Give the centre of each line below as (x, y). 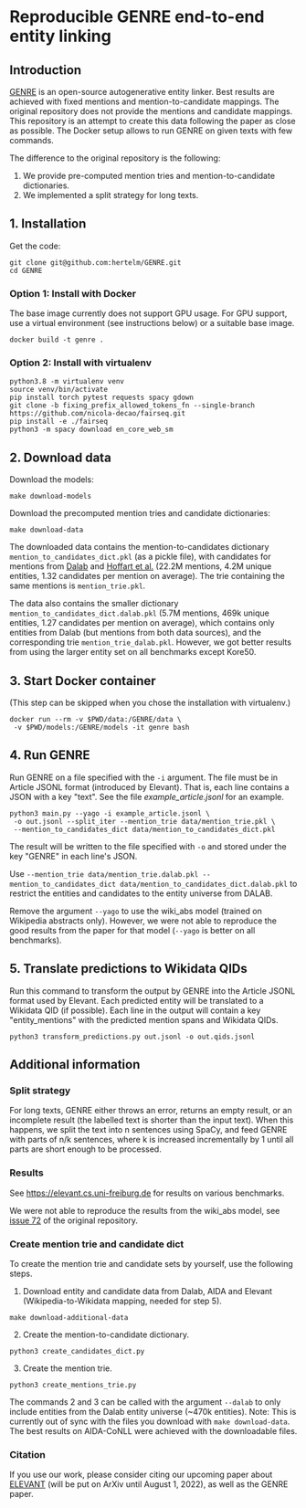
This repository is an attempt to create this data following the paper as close (153, 121)
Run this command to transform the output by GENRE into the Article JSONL (153, 991)
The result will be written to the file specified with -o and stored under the (148, 846)
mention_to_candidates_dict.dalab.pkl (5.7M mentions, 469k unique (139, 613)
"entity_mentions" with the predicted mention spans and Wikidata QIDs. (144, 1019)
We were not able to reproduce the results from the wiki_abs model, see (145, 1210)
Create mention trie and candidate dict (97, 1244)
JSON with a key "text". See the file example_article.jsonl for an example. (147, 796)
